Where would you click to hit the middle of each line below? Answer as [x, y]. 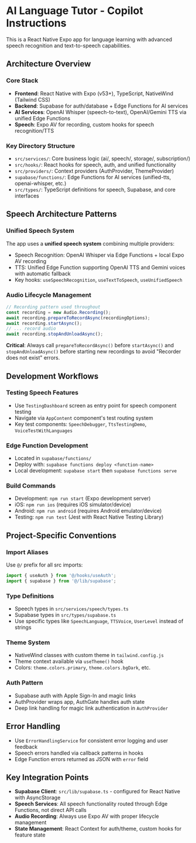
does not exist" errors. [33, 358]
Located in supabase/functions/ [53, 458]
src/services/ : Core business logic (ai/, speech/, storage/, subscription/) [102, 158]
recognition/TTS [34, 130]
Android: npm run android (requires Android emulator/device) [88, 511]
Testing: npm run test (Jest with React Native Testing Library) [89, 517]
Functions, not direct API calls [50, 810]
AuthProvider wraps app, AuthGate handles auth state [80, 702]
